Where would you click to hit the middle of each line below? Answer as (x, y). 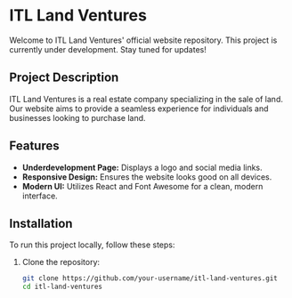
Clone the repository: (61, 262)
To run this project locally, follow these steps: (92, 245)
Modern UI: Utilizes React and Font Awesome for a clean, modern (142, 186)
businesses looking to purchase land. (77, 117)
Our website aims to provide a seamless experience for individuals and (139, 109)
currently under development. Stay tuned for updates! (108, 49)
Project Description (64, 78)
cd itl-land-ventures (62, 287)
